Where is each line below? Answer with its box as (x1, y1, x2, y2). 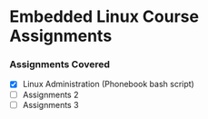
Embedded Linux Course (9, 6, 200, 27)
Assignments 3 (22, 99, 79, 110)
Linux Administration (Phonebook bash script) (22, 79, 195, 90)
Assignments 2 (22, 89, 79, 100)
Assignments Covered (9, 58, 111, 71)
